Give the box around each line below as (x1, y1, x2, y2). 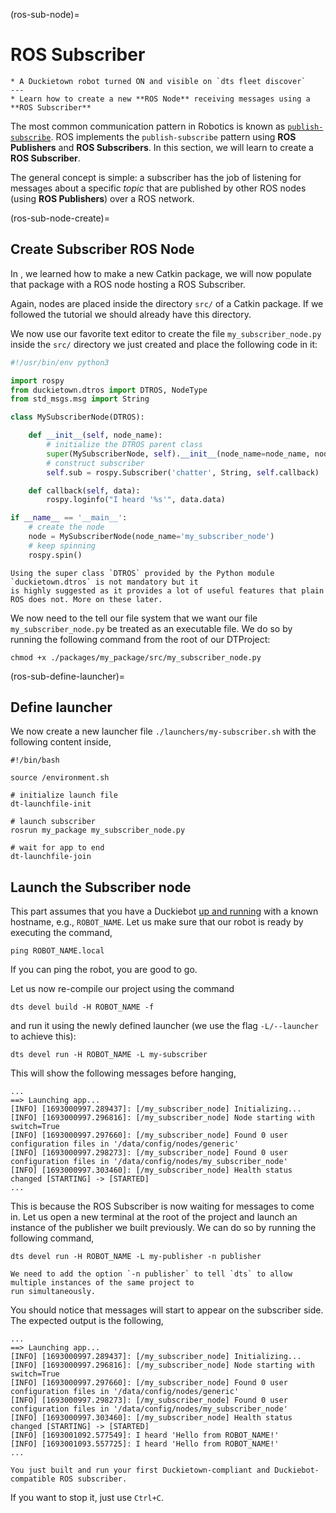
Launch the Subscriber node (10, 879, 192, 896)
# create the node (28, 522, 105, 533)
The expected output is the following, (10, 1315, 164, 1327)
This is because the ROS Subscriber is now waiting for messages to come (10, 1200, 315, 1213)
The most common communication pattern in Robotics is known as (10, 120, 286, 132)
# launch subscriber (10, 817, 97, 827)
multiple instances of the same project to (10, 1278, 195, 1288)
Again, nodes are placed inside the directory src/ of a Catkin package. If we (10, 297, 324, 309)
